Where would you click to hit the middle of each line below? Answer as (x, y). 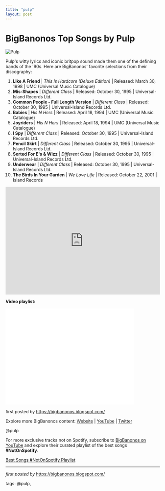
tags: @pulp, (18, 484)
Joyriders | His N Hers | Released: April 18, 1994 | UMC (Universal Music (86, 123)
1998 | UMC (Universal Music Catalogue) (54, 87)
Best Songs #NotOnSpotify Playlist (40, 460)
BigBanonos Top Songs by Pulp (70, 38)
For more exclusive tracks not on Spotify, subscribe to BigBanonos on (76, 440)
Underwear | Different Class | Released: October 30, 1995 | (72, 164)
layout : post (19, 14)
